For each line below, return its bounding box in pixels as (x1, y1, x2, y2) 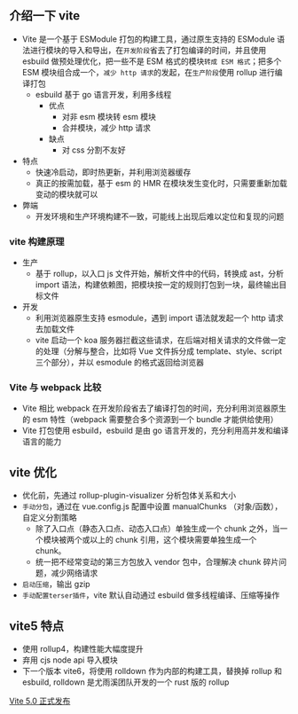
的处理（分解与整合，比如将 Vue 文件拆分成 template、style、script (35, 346, 282, 357)
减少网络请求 (51, 568, 98, 578)
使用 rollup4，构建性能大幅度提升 (21, 644, 144, 655)
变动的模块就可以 (35, 189, 98, 200)
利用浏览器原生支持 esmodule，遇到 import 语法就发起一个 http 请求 (35, 313, 284, 324)
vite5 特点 (9, 618, 65, 633)
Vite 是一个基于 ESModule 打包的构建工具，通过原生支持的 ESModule (21, 34, 275, 44)
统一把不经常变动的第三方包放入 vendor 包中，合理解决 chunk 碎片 (35, 557, 279, 568)
